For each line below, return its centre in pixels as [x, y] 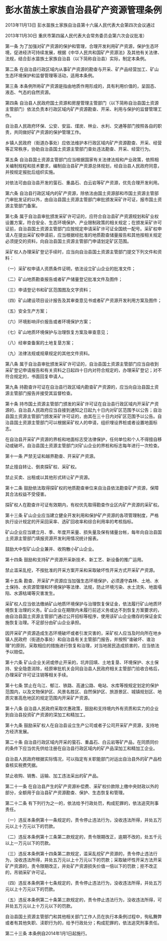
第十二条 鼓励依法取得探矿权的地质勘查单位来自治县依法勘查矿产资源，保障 [82, 488]
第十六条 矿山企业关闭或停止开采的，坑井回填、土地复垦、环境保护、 [75, 662]
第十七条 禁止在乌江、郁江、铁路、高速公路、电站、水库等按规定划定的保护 [82, 685]
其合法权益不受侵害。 [27, 494]
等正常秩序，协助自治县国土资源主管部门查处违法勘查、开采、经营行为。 [79, 149]
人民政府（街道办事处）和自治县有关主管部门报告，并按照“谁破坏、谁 [80, 639]
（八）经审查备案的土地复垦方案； [40, 342]
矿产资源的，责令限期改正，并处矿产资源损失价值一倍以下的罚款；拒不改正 [81, 866]
